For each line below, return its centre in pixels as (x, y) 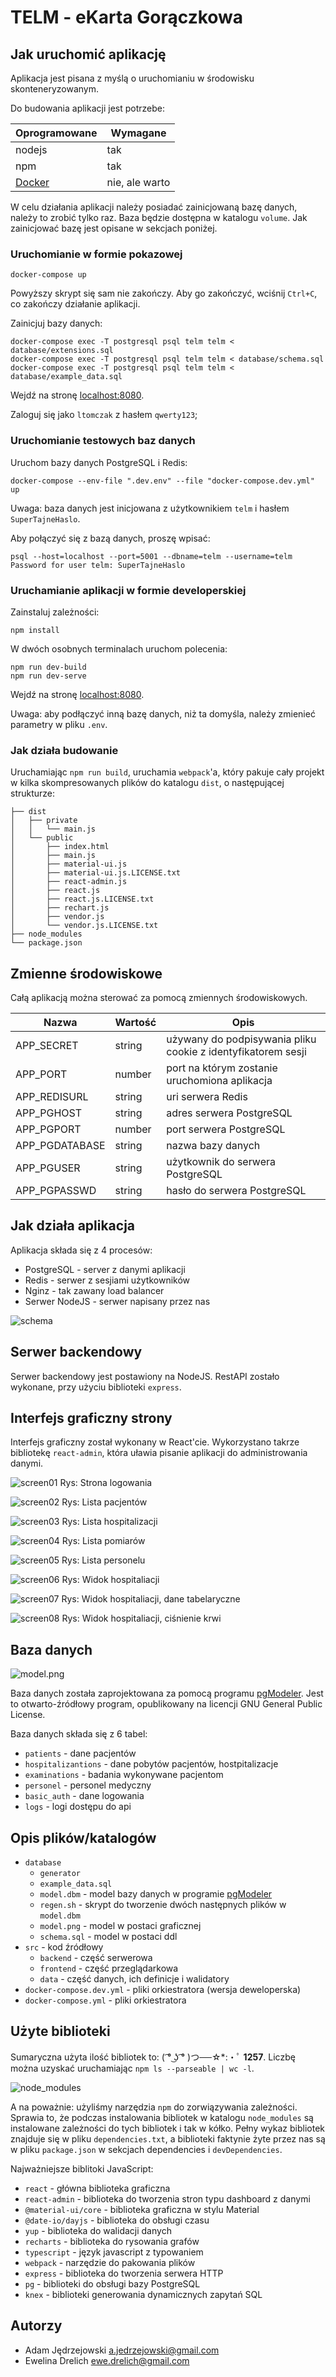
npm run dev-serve (48, 676)
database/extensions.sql (62, 351)
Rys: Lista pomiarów (103, 1541)
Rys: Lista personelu (103, 1560)
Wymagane (138, 133)
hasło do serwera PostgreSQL (236, 1190)
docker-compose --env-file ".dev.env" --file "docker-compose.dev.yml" (162, 481)
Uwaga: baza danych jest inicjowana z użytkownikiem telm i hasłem (150, 508)
